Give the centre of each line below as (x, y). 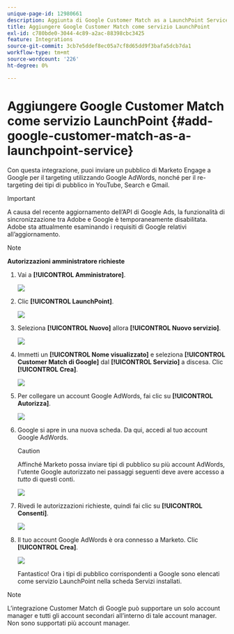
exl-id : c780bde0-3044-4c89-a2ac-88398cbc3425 (76, 33)
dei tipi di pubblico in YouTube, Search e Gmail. (102, 185)
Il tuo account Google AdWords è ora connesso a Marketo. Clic (108, 539)
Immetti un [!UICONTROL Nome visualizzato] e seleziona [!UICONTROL (121, 354)
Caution (29, 451)
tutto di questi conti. (46, 479)
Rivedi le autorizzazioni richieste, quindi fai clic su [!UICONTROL (110, 506)
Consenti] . (33, 513)
